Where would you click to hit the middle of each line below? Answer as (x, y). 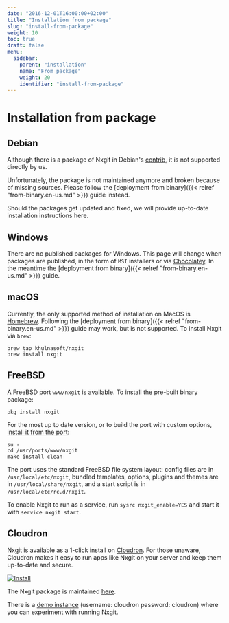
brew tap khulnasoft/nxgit (46, 348)
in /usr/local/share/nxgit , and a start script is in (76, 484)
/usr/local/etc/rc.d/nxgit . (47, 491)
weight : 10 (23, 33)
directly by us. (27, 167)
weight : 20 (35, 77)
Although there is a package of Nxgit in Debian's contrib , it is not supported (114, 160)
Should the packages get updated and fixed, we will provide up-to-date (108, 208)
